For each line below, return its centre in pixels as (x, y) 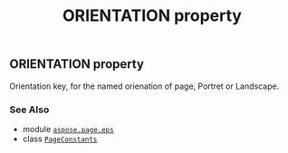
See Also (29, 110)
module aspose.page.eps (68, 129)
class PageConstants (60, 139)
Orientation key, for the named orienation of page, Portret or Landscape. (144, 86)
